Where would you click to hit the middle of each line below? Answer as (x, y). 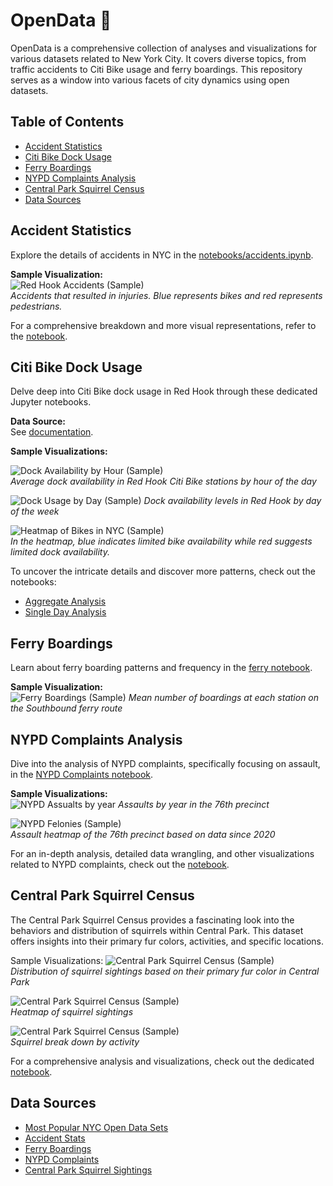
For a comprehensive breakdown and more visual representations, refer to (163, 325)
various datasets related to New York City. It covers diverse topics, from (158, 58)
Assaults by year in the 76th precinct (194, 804)
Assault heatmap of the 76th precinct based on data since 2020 (143, 834)
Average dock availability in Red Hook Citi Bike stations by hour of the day (163, 481)
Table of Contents (67, 122)
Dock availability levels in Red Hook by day (232, 501)
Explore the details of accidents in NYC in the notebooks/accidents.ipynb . (162, 255)
